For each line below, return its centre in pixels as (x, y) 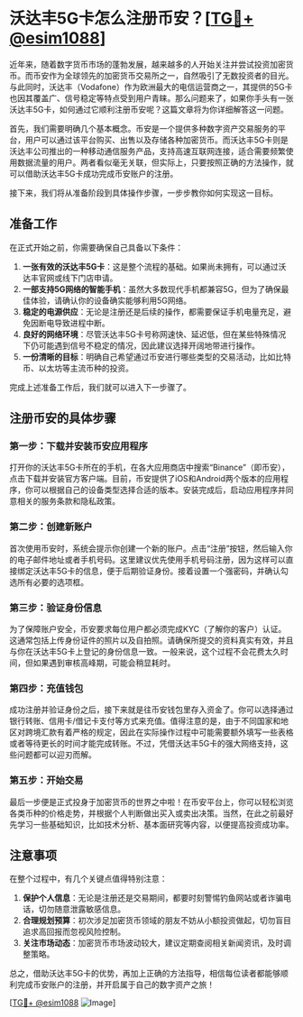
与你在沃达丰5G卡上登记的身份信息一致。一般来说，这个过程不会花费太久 (145, 652)
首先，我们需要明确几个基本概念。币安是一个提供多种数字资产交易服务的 (143, 128)
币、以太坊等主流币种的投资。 (78, 368)
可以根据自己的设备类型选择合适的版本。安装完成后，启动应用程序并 (159, 490)
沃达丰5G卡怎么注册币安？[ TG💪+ (132, 18)
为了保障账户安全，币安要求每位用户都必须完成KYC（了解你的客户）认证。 (148, 629)
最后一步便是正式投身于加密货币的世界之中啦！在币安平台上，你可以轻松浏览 (151, 802)
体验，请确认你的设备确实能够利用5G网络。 (111, 300)
